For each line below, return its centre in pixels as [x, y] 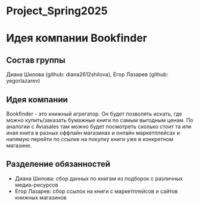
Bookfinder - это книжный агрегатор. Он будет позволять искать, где [94, 114]
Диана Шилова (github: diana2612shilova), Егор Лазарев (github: [87, 74]
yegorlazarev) [23, 81]
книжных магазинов [41, 197]
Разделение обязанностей [58, 164]
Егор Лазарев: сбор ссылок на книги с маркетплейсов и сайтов [96, 191]
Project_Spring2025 [57, 11]
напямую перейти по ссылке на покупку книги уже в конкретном [90, 139]
